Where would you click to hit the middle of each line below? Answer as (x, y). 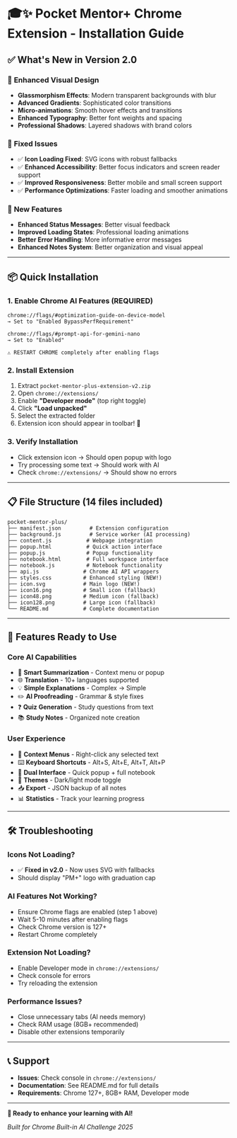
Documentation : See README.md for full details (88, 1085)
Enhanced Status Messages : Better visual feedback (94, 224)
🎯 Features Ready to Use (62, 637)
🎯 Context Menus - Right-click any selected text (88, 754)
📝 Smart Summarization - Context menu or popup (91, 673)
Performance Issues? (45, 1001)
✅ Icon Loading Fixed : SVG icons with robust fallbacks (97, 159)
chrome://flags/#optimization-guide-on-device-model (86, 316)
